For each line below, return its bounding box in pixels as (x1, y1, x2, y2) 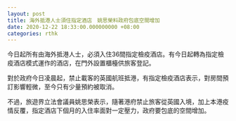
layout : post (7, 10, 46, 18)
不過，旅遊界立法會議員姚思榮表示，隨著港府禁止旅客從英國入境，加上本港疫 (7, 98, 229, 106)
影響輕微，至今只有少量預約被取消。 (13, 82, 118, 91)
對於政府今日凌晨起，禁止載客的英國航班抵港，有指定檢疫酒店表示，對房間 (7, 74, 223, 82)
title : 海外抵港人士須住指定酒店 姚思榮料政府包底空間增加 (7, 17, 160, 24)
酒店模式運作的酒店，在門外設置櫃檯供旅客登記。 (13, 59, 155, 68)
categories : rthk (7, 30, 58, 37)
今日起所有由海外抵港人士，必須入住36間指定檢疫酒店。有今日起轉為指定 (7, 50, 218, 58)
